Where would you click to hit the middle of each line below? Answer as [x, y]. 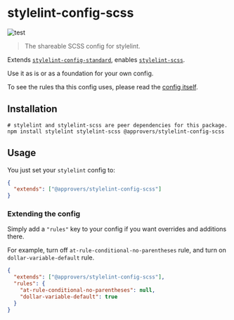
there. [16, 236]
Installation [32, 109]
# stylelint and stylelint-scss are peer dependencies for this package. [118, 125]
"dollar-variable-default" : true [69, 297]
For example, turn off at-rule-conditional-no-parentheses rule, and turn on [117, 250]
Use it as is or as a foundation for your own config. [80, 73]
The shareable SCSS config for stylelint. [82, 46]
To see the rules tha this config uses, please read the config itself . [103, 87]
